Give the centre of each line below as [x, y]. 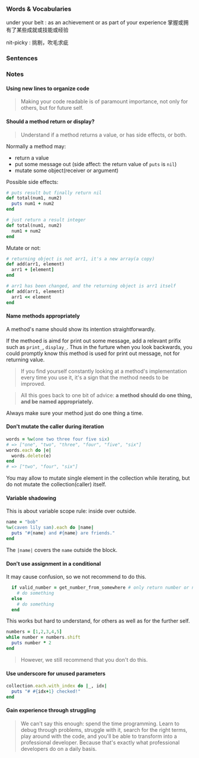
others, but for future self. [52, 108]
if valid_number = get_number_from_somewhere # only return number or [100, 588]
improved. [33, 383]
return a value [32, 158]
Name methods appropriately [43, 316]
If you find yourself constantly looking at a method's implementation [104, 371]
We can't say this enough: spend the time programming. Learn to [100, 724]
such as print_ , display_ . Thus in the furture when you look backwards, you [99, 347]
